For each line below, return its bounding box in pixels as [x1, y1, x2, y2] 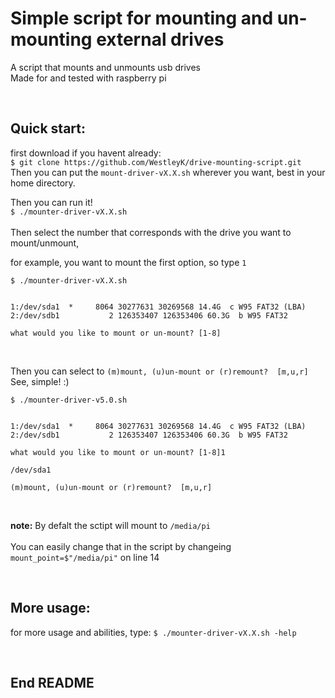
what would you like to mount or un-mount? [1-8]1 [10, 447, 226, 457]
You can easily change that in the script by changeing [10, 540, 232, 552]
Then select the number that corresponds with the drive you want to [10, 226, 292, 238]
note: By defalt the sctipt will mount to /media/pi [10, 519, 211, 531]
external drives [96, 28, 225, 51]
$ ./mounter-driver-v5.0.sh [10, 395, 128, 405]
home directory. [10, 177, 76, 189]
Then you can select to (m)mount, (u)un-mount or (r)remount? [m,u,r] [10, 365, 309, 377]
